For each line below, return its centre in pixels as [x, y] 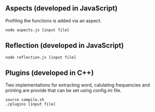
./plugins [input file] [31, 104]
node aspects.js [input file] [37, 30]
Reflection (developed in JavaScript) [64, 46]
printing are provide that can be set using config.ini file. [63, 91]
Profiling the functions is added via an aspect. [54, 20]
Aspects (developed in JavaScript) [61, 8]
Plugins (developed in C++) [50, 73]
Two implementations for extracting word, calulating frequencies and [78, 85]
